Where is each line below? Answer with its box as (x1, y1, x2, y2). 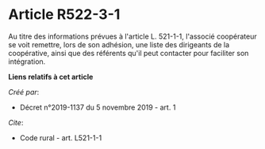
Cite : (8, 117, 24, 127)
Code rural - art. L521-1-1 (19, 132, 102, 143)
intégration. (8, 57, 46, 66)
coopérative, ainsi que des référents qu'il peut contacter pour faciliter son (8, 48, 249, 58)
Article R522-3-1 (8, 6, 121, 24)
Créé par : (8, 87, 40, 96)
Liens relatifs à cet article (8, 72, 94, 81)
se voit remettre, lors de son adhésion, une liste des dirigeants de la (8, 39, 230, 49)
